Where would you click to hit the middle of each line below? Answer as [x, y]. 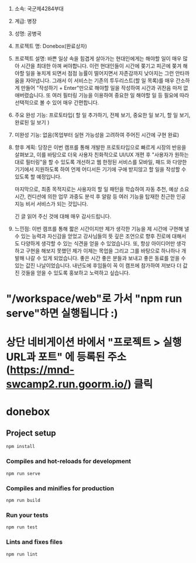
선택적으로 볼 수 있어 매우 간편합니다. [57, 102]
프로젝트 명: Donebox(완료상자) [51, 46]
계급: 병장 [25, 21]
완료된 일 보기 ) [32, 122]
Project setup [31, 433]
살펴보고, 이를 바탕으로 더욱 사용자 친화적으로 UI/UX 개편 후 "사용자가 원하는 [102, 155]
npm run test [22, 527]
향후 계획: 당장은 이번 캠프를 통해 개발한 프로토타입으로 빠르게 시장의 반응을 [100, 147]
